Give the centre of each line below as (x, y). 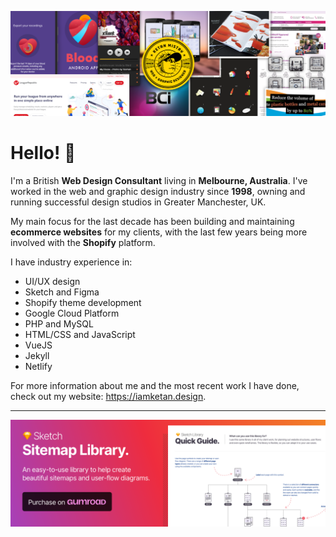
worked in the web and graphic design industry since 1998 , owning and (158, 191)
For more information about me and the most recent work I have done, (155, 385)
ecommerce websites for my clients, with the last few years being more (159, 232)
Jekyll (37, 355)
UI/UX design (52, 281)
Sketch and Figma (62, 292)
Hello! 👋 (43, 153)
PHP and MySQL (59, 323)
